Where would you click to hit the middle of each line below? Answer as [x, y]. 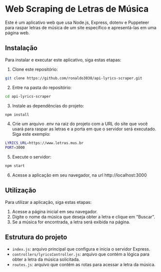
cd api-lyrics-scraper [28, 96]
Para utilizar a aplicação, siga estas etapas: [48, 202]
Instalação [21, 48]
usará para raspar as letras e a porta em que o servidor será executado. [84, 129]
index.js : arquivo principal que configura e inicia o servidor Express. [81, 249]
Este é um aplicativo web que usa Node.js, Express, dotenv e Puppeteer [77, 22]
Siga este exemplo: [31, 134]
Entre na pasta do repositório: [42, 87]
